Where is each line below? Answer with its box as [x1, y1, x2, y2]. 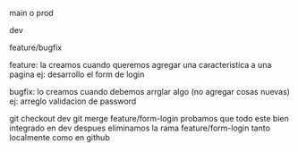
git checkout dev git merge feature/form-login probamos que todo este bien [9, 114, 289, 123]
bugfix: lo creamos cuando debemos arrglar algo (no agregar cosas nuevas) [9, 87, 291, 97]
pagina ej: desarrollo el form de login [9, 69, 145, 80]
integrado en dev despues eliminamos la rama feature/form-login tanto [9, 122, 271, 133]
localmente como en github [9, 132, 110, 142]
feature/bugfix [9, 42, 63, 53]
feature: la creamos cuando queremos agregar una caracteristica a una [9, 60, 272, 70]
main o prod [9, 8, 54, 18]
